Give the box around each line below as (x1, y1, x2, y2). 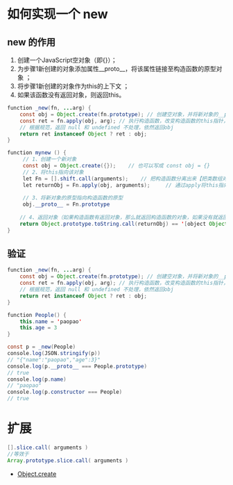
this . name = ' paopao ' (19, 318, 82, 325)
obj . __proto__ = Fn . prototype (22, 201, 110, 208)
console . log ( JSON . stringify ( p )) (7, 350, 101, 357)
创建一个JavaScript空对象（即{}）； (17, 56, 117, 64)
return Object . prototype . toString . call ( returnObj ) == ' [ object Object (19, 220, 228, 227)
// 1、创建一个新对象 (22, 156, 77, 163)
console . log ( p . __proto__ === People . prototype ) (7, 363, 148, 370)
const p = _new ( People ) (7, 343, 76, 351)
